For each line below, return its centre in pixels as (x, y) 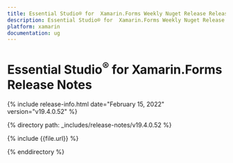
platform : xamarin (34, 26)
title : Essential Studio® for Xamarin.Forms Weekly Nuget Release (107, 14)
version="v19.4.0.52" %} (42, 111)
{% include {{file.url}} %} (43, 138)
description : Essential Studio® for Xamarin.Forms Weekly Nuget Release (116, 20)
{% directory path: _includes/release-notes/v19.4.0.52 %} (89, 125)
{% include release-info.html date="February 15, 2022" (86, 104)
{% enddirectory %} (36, 152)
